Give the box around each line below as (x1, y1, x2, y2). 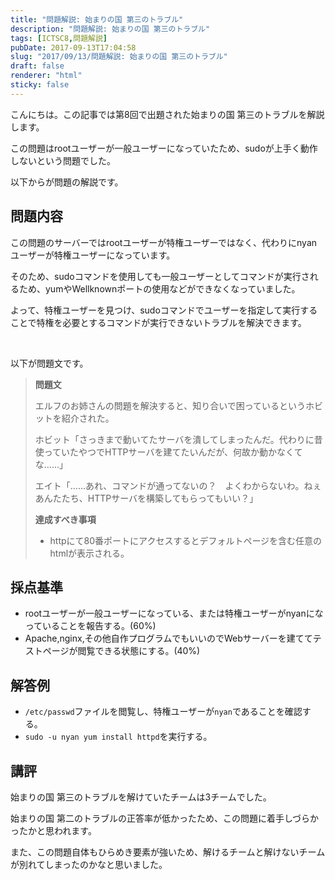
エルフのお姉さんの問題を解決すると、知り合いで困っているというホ (34, 399, 315, 411)
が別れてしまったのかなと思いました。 (10, 859, 168, 870)
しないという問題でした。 (10, 154, 116, 166)
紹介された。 (61, 412, 115, 424)
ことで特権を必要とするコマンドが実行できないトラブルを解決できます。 (10, 316, 307, 328)
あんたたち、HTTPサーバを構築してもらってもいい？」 (34, 492, 259, 504)
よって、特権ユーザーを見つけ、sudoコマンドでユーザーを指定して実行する (10, 304, 318, 316)
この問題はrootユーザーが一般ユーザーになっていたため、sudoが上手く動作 (10, 142, 318, 154)
